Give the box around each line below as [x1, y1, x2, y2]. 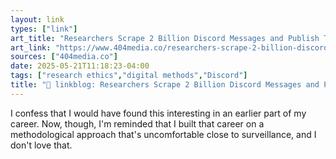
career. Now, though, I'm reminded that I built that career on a [10, 117, 265, 130]
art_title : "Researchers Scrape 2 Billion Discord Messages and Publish [10, 33, 320, 43]
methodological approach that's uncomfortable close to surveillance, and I [10, 128, 317, 140]
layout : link [10, 14, 65, 25]
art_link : [10, 42, 52, 53]
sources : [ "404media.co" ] [10, 52, 118, 62]
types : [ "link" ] [10, 24, 78, 34]
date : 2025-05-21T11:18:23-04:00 [10, 61, 150, 71]
